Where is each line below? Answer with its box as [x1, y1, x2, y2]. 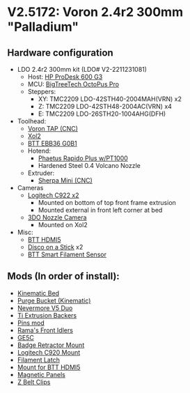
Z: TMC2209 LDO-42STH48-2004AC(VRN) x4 [38, 102, 173, 110]
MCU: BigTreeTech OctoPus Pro [27, 80, 120, 88]
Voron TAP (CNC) [27, 125, 79, 132]
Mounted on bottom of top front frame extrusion [38, 199, 176, 206]
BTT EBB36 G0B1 [27, 139, 78, 147]
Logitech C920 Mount [17, 348, 81, 356]
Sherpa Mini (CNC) [38, 176, 93, 185]
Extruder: [27, 169, 55, 177]
